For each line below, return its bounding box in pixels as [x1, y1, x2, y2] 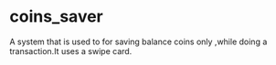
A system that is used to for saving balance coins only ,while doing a [9, 36, 268, 47]
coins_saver [9, 6, 103, 27]
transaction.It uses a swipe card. [9, 45, 133, 56]
